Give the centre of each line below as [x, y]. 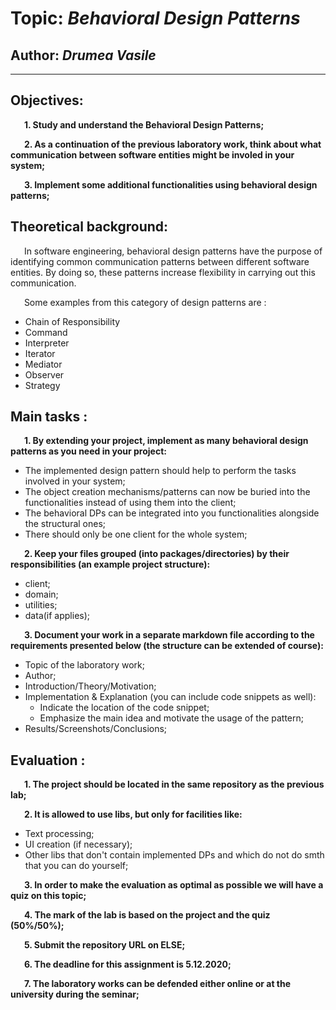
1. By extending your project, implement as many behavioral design [166, 441]
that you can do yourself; [76, 866]
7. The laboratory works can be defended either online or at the [157, 984]
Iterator [40, 353]
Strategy [42, 385]
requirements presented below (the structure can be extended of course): [167, 646]
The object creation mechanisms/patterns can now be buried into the [167, 492]
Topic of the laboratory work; [84, 665]
